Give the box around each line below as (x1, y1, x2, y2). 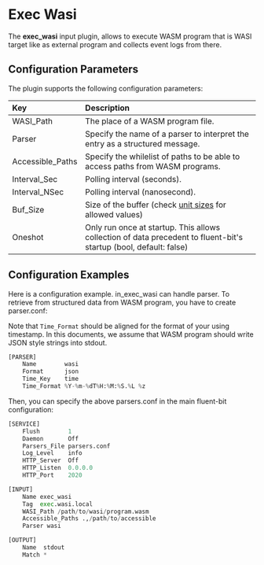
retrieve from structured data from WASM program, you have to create (8, 297, 236, 307)
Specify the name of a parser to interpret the (85, 128, 250, 139)
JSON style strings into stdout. (8, 338, 108, 347)
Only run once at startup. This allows (85, 222, 221, 233)
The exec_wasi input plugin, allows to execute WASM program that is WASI (8, 31, 252, 41)
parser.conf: (8, 305, 48, 316)
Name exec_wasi (22, 493, 72, 500)
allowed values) (85, 209, 144, 220)
